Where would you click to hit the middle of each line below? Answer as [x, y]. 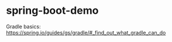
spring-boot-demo [52, 11]
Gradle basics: [23, 26]
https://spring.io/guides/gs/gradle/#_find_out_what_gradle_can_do [86, 32]
